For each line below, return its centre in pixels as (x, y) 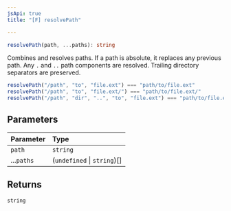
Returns (25, 184)
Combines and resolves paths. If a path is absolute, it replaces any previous (114, 58)
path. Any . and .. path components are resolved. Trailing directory (103, 66)
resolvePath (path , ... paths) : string (61, 45)
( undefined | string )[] (87, 160)
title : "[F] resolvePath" (44, 20)
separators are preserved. (44, 72)
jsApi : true (24, 13)
